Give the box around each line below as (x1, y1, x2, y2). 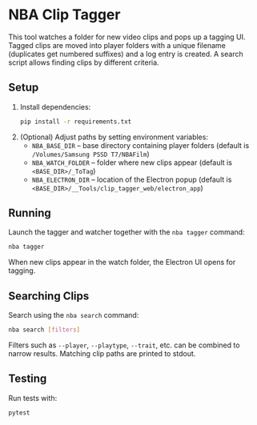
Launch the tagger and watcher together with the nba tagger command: (8, 227, 246, 237)
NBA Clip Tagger (8, 6, 121, 24)
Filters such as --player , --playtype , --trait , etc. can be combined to (8, 340, 240, 350)
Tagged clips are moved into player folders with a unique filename (8, 40, 226, 50)
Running (8, 206, 52, 220)
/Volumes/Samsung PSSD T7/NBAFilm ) (31, 149, 150, 158)
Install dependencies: (19, 102, 91, 111)
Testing (8, 372, 47, 386)
